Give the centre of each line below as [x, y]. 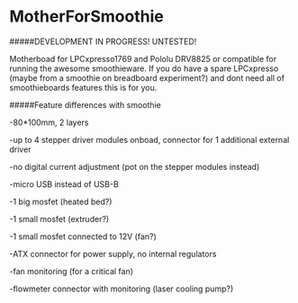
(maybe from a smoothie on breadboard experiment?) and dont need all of [147, 77]
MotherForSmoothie [86, 17]
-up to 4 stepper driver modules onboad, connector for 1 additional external [149, 139]
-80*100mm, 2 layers [49, 122]
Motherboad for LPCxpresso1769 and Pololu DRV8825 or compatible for [143, 58]
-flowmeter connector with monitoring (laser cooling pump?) [122, 289]
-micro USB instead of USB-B [64, 184]
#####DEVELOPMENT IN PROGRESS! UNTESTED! [103, 41]
